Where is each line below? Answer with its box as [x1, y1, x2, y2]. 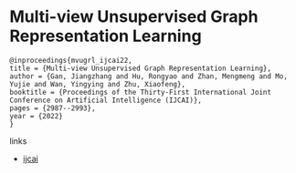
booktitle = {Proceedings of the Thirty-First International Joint [9, 87, 272, 97]
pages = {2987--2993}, [9, 103, 96, 113]
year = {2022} [9, 111, 64, 120]
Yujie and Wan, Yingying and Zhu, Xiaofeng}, [9, 79, 185, 88]
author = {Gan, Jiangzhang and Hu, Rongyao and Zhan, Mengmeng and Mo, [9, 71, 288, 81]
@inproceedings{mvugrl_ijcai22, [9, 56, 132, 65]
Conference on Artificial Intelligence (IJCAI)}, [9, 96, 203, 105]
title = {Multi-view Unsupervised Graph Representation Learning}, [9, 64, 272, 73]
